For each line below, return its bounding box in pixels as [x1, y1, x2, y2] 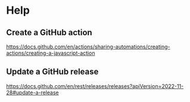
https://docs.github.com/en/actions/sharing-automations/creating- [6, 43, 171, 50]
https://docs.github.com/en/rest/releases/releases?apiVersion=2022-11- [6, 82, 184, 89]
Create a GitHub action [6, 27, 92, 38]
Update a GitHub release [6, 67, 99, 77]
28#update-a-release [6, 89, 59, 96]
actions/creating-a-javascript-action [6, 50, 95, 57]
